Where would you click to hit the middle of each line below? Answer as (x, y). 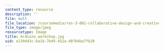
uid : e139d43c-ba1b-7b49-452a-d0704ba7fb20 (50, 41)
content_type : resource (29, 9)
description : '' (21, 14)
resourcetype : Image (26, 32)
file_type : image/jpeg (28, 28)
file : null (16, 18)
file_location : (20, 23)
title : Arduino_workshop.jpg (35, 37)
